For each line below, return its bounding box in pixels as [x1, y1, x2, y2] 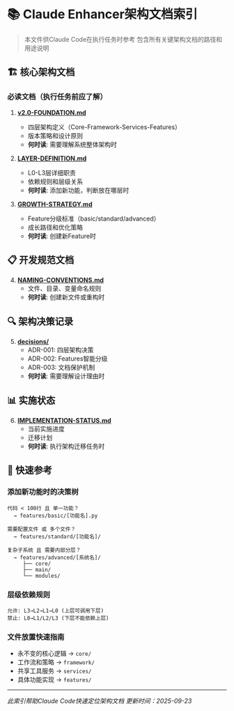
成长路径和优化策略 [27, 223, 84, 231]
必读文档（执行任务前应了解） [7, 92, 108, 102]
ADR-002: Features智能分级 [27, 354, 108, 363]
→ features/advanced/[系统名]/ [13, 554, 101, 561]
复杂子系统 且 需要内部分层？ [7, 546, 81, 553]
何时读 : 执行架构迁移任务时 [27, 442, 105, 451]
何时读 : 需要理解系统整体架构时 [27, 140, 117, 149]
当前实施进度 [27, 425, 65, 433]
